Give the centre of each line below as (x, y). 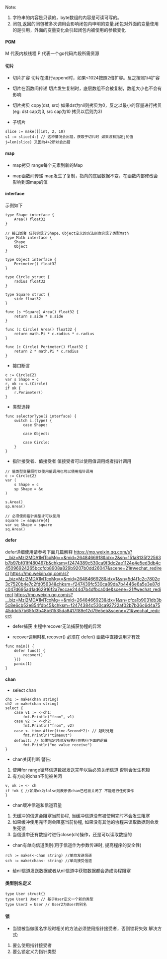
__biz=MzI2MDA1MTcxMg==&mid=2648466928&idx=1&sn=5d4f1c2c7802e (83, 579)
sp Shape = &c (29, 489)
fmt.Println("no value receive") (58, 745)
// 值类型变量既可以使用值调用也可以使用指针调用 (49, 472)
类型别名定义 (18, 883)
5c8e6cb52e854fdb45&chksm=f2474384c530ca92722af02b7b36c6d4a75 (83, 605)
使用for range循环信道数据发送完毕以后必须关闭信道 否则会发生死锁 (81, 770)
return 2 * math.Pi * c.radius (46, 351)
